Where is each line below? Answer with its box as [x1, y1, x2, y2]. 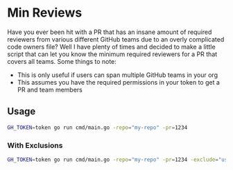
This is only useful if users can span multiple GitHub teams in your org [17, 71, 218, 79]
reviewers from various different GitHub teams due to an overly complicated [7, 35, 225, 43]
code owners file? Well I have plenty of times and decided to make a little [7, 42, 216, 51]
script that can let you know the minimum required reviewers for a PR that [7, 50, 218, 58]
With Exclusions [7, 140, 63, 150]
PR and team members [17, 85, 83, 94]
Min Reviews [7, 5, 83, 21]
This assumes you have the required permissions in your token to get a [17, 78, 221, 86]
